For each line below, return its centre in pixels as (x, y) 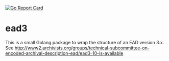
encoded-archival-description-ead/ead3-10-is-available (64, 53)
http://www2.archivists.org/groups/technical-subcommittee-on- (82, 48)
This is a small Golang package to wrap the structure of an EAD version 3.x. (85, 42)
